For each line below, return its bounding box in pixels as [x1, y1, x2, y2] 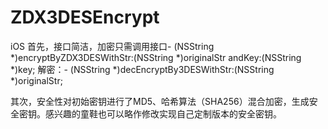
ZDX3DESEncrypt [10, 6, 160, 29]
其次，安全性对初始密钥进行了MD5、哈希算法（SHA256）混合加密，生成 [10, 95, 310, 107]
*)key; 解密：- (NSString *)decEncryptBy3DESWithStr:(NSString [10, 63, 275, 75]
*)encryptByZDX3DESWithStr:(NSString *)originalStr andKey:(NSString [10, 51, 302, 63]
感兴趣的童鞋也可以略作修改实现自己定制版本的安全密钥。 [44, 107, 282, 120]
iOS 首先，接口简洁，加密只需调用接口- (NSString [10, 40, 215, 52]
